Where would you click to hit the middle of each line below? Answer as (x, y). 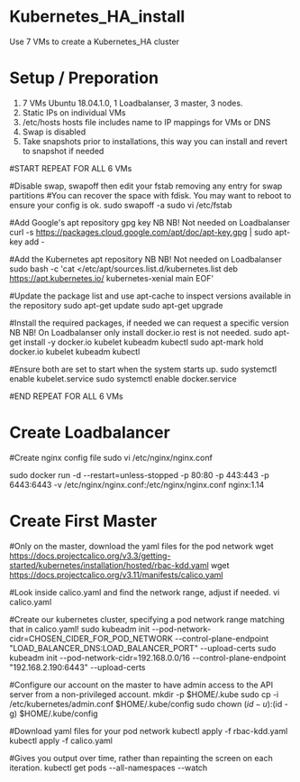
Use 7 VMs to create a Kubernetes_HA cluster (95, 41)
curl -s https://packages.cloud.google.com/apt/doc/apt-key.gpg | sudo (141, 232)
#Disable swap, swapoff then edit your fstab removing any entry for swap (146, 186)
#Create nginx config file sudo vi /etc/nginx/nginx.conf (111, 457)
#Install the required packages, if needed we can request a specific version (150, 323)
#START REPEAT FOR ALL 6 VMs (71, 168)
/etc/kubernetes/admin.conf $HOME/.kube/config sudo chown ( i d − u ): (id (146, 704)
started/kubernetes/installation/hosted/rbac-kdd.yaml (109, 565)
